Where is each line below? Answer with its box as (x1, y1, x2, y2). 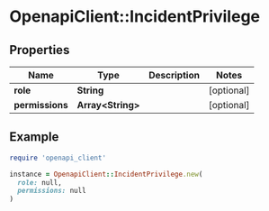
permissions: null (17, 187, 87, 196)
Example (9, 129, 59, 145)
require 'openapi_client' (9, 153, 106, 162)
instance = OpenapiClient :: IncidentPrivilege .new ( (9, 170, 203, 179)
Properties (9, 42, 70, 58)
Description (148, 69, 201, 81)
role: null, (17, 178, 63, 187)
